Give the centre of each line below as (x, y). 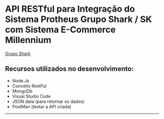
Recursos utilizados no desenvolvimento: (70, 69)
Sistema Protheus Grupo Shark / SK (79, 19)
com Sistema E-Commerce (61, 30)
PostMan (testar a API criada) (42, 106)
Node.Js (20, 80)
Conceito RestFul (29, 86)
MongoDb (22, 91)
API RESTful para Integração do (70, 9)
